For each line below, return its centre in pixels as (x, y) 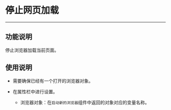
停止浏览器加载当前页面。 (32, 50)
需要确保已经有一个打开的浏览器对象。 (53, 81)
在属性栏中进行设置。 (35, 91)
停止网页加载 (32, 10)
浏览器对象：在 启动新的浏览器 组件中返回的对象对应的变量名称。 (85, 102)
